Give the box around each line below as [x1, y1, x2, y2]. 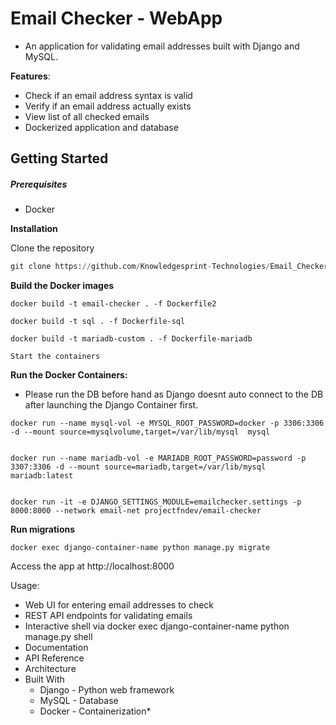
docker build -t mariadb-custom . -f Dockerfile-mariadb [10, 334, 253, 344]
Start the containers [10, 352, 101, 362]
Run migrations [10, 523, 76, 536]
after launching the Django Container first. [24, 399, 199, 411]
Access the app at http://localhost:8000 [10, 560, 175, 572]
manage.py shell [24, 631, 93, 643]
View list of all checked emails [24, 110, 150, 122]
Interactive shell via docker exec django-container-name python [24, 620, 290, 632]
